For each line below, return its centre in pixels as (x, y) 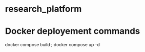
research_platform (43, 9)
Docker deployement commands (72, 31)
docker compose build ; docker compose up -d (52, 45)
